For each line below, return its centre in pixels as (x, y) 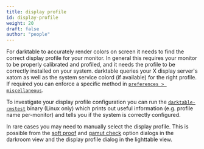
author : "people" (28, 35)
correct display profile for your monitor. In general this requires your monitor (102, 58)
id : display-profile (33, 18)
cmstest (16, 109)
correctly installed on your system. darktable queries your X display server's (102, 71)
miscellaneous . (25, 90)
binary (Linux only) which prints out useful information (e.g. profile (110, 108)
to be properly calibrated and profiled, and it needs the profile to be (91, 65)
